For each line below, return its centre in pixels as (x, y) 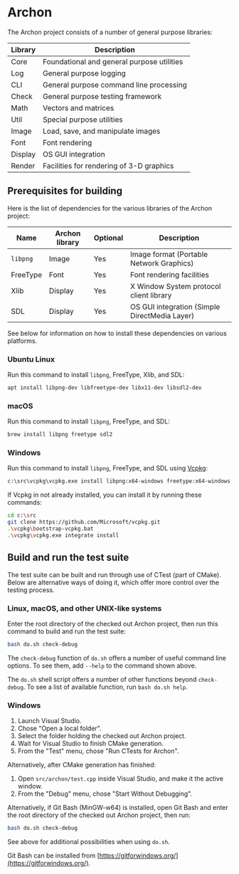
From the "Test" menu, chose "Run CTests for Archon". (98, 751)
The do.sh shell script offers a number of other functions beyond (102, 679)
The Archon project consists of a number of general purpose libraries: (110, 32)
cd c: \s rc (22, 516)
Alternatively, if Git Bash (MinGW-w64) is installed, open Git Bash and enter (118, 808)
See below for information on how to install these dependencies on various (117, 333)
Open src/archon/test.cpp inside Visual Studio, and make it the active (121, 779)
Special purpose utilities (83, 120)
